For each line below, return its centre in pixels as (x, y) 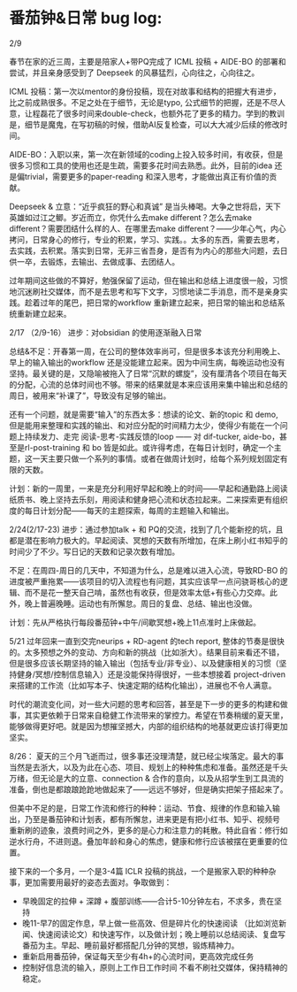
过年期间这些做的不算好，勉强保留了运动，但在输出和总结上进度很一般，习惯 (148, 281)
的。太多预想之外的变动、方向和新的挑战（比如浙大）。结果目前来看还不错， (147, 652)
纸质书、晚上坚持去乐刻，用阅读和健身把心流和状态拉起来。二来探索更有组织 (148, 499)
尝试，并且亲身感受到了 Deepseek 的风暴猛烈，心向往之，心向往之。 (134, 73)
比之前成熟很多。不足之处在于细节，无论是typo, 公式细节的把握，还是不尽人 (147, 102)
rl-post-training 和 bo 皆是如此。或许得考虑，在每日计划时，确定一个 (149, 447)
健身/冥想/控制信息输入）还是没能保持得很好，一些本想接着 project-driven (151, 674)
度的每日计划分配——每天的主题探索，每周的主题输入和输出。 (122, 511)
